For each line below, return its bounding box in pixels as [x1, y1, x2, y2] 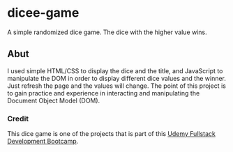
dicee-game [7, 5, 80, 21]
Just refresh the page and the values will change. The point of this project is [7, 82, 227, 90]
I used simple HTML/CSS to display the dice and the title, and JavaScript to [7, 66, 223, 75]
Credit [7, 114, 29, 123]
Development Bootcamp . [7, 137, 79, 146]
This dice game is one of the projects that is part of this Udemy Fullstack [7, 130, 216, 138]
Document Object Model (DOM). [7, 96, 100, 105]
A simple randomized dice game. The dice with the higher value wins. [7, 28, 207, 36]
